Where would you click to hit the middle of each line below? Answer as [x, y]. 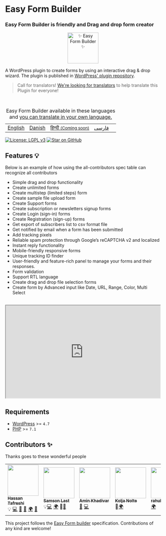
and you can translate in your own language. [61, 117]
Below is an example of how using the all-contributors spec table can [76, 168]
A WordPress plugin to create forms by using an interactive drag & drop [78, 71]
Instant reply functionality [38, 245]
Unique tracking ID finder [38, 256]
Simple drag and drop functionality [47, 182]
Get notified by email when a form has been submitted [67, 230]
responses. [24, 267]
